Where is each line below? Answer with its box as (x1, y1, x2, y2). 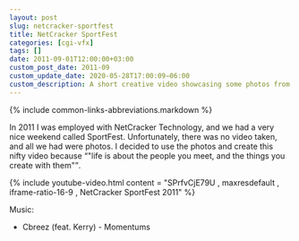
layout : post (9, 13, 58, 22)
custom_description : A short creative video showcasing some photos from (9, 80, 291, 89)
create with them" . (9, 159, 81, 170)
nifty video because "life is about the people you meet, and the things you (9, 150, 286, 161)
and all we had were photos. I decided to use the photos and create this (9, 141, 274, 151)
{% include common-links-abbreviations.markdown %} (9, 104, 213, 115)
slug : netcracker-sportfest (9, 22, 115, 30)
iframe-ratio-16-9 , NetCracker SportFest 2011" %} (9, 186, 196, 197)
